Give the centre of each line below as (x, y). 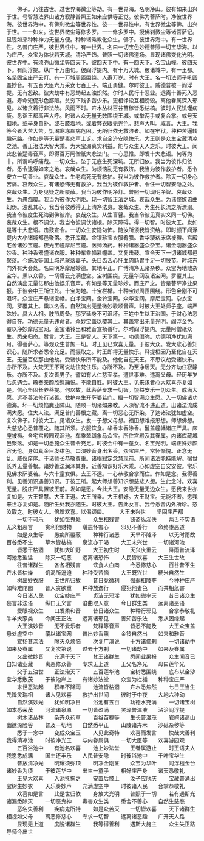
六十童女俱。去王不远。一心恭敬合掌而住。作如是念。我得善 (123, 474)
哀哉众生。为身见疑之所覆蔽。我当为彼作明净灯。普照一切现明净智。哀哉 (97, 192)
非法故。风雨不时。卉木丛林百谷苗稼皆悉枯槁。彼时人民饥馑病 (121, 108)
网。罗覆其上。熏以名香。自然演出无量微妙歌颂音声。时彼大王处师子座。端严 (102, 306)
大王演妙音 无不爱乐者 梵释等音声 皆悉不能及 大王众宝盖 (106, 626)
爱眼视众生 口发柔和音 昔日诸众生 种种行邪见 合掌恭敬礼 (106, 611)
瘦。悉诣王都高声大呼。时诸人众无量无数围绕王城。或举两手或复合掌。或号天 (102, 115)
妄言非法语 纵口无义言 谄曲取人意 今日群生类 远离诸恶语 (96, 603)
